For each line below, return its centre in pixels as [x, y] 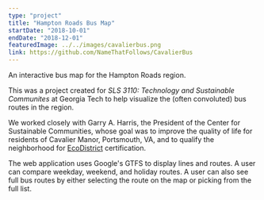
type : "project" [35, 15]
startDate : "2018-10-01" [49, 30]
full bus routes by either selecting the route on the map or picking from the [130, 180]
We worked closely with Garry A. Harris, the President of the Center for [124, 123]
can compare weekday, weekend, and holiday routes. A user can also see [128, 172]
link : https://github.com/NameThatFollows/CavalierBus [101, 52]
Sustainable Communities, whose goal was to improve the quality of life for [130, 131]
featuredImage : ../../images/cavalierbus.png [84, 45]
